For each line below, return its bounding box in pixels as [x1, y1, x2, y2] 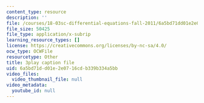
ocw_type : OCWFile [6, 48, 53, 55]
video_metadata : [6, 82, 47, 88]
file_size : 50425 [6, 25, 50, 32]
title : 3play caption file [6, 59, 75, 65]
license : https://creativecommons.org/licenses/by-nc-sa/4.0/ [6, 43, 167, 49]
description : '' [6, 15, 47, 21]
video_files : [6, 71, 39, 77]
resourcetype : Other [6, 54, 59, 60]
